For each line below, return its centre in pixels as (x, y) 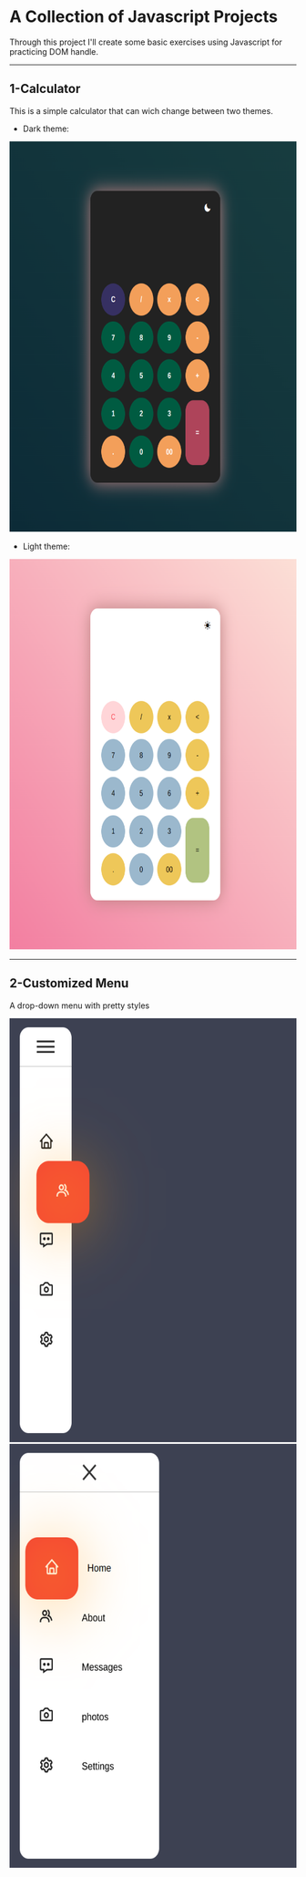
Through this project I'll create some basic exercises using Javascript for (146, 42)
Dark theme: (46, 129)
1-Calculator (45, 89)
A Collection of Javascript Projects (143, 17)
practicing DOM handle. (54, 51)
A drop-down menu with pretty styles (80, 1006)
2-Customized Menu (69, 983)
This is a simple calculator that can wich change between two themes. (141, 110)
